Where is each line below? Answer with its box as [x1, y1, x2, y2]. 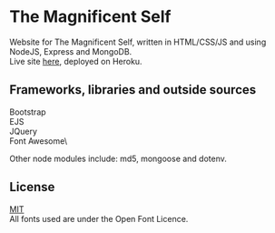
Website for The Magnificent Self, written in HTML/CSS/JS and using [9, 36, 267, 47]
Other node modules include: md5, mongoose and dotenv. [9, 153, 227, 164]
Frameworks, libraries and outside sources [9, 82, 257, 97]
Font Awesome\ [9, 135, 68, 147]
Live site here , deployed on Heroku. [9, 56, 142, 66]
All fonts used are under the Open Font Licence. [9, 213, 189, 224]
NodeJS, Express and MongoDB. [9, 46, 133, 56]
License [9, 179, 55, 195]
